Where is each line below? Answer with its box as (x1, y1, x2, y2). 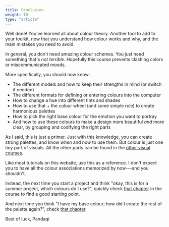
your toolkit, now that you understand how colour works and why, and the (5, 36, 158, 42)
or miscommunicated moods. (5, 62, 66, 68)
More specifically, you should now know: (5, 72, 90, 78)
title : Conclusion (5, 7, 44, 13)
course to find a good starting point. (5, 191, 80, 197)
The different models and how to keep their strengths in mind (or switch (12, 81, 162, 87)
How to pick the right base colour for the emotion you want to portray (12, 113, 157, 120)
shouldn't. (5, 171, 26, 177)
